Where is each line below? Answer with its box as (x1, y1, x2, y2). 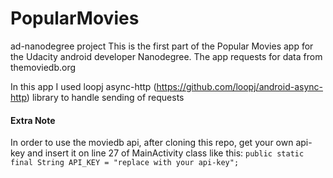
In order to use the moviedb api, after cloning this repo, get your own (10, 137, 294, 149)
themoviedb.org (10, 61, 77, 73)
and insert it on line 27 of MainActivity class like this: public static (27, 147, 305, 159)
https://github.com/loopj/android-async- (156, 80, 323, 92)
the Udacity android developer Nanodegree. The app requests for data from (10, 50, 323, 62)
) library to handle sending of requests (26, 91, 185, 103)
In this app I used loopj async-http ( (10, 80, 157, 92)
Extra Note (10, 114, 56, 126)
